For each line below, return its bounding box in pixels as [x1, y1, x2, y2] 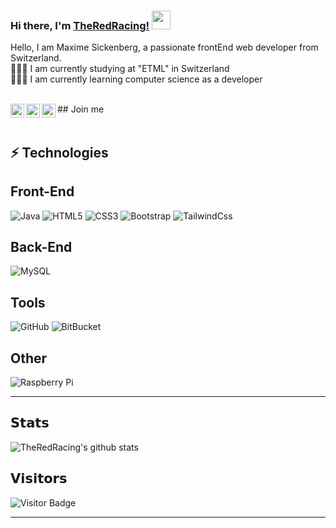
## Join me [57, 103, 105, 115]
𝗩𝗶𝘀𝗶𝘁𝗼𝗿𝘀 [10, 470, 68, 487]
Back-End [10, 238, 73, 255]
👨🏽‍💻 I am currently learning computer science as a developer [10, 73, 263, 85]
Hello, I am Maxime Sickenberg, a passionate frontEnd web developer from [10, 41, 319, 54]
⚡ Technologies [10, 144, 109, 161]
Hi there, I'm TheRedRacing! [10, 18, 150, 32]
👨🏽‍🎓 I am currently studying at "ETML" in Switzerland [10, 63, 230, 75]
